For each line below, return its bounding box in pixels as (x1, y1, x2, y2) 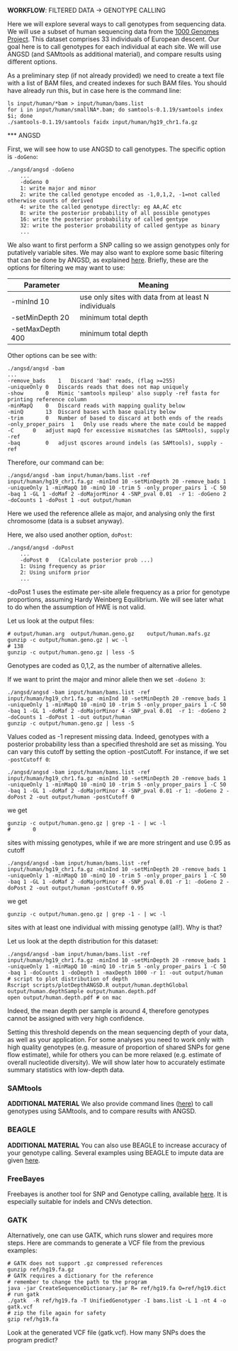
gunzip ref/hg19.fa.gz (7, 1267, 74, 1274)
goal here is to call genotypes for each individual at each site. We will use (7, 43, 222, 50)
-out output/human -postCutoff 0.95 (35, 885, 144, 892)
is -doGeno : (7, 153, 38, 160)
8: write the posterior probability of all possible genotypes (20, 209, 211, 217)
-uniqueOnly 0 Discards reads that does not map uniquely (7, 383, 189, 390)
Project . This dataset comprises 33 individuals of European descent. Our (7, 35, 220, 43)
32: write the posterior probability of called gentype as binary (20, 222, 220, 229)
